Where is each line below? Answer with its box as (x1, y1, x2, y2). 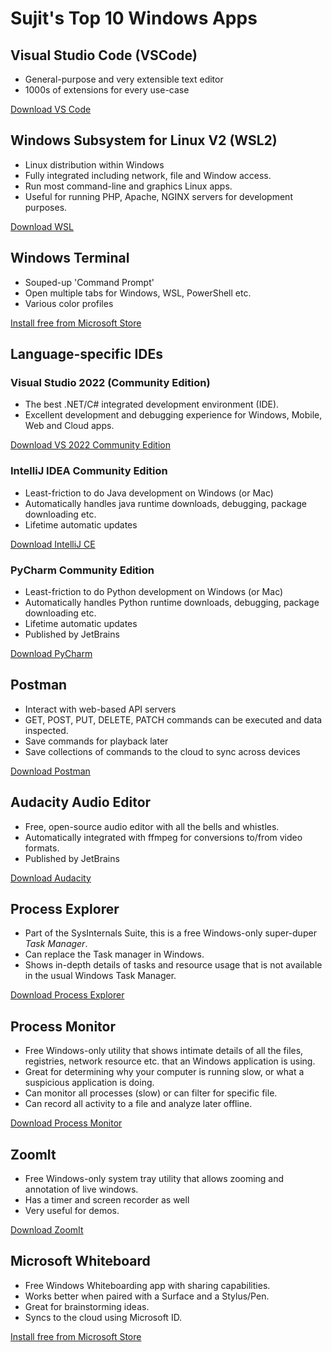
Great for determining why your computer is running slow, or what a (24, 1066, 305, 1078)
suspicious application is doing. (24, 1077, 155, 1089)
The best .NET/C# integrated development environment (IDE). (24, 398, 280, 411)
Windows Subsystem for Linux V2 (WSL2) (10, 132, 278, 149)
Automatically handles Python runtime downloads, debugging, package (24, 596, 320, 608)
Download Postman (10, 765, 91, 777)
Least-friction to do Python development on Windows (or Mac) (24, 585, 284, 597)
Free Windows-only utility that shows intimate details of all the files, (24, 1045, 304, 1057)
